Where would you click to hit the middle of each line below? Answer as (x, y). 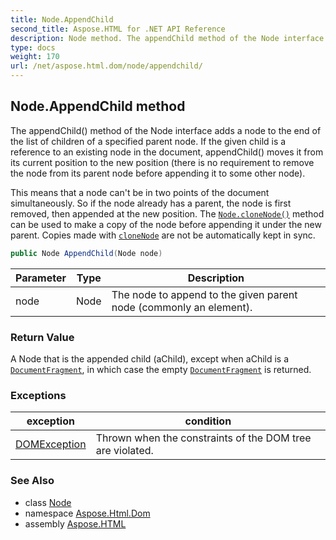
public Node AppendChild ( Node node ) (86, 253)
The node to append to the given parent (204, 294)
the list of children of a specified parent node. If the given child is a (148, 141)
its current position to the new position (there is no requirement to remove (162, 162)
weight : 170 (35, 57)
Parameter (41, 278)
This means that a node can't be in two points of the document (140, 192)
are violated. (124, 451)
